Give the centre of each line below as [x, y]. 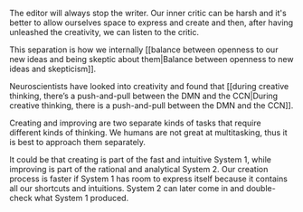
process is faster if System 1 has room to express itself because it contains [148, 179]
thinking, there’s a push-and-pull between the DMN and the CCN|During [144, 96]
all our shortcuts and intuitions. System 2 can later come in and [127, 188]
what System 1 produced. [82, 198]
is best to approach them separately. [78, 142]
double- [260, 188]
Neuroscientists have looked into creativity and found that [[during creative [149, 86]
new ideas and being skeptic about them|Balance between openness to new [151, 59]
